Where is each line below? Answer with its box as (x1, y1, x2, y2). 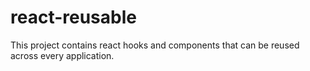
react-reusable (10, 6, 137, 29)
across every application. (10, 49, 115, 61)
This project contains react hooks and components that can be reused (10, 39, 300, 51)
